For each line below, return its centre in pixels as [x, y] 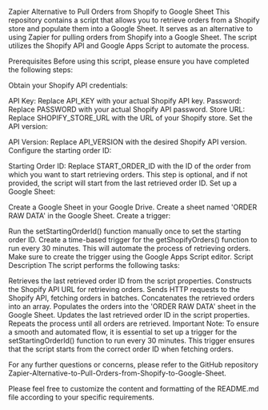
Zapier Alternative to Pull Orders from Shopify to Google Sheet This [119, 12]
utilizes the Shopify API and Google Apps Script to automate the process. [129, 46]
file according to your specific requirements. [81, 397]
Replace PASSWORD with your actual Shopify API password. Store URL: [127, 109]
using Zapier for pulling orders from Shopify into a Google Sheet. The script [133, 37]
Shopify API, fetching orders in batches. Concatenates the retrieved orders [132, 298]
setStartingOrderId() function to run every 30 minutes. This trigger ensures [132, 341]
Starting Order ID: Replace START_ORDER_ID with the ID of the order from [130, 166]
